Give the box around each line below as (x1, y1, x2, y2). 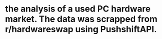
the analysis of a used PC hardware (5, 3, 151, 14)
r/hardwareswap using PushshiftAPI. (5, 24, 157, 35)
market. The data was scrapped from (5, 13, 158, 25)
